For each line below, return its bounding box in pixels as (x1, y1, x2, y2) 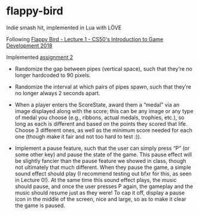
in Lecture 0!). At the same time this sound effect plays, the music (14, 176, 177, 183)
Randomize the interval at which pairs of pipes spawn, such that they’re (14, 83, 191, 90)
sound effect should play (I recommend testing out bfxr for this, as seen (14, 169, 192, 177)
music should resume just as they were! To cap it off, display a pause (14, 189, 185, 196)
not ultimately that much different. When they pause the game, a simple (14, 163, 191, 171)
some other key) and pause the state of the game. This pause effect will (14, 151, 192, 158)
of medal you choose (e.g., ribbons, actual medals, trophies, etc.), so (14, 114, 185, 121)
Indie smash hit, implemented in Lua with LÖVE (6, 24, 122, 31)
